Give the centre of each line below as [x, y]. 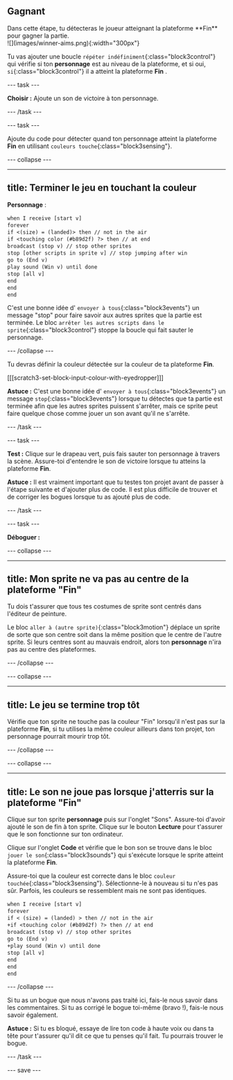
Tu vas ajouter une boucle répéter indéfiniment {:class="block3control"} [112, 56]
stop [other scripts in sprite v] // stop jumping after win [97, 253]
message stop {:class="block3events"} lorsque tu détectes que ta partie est [115, 398]
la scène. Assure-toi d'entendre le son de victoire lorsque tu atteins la [106, 461]
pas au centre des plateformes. [52, 650]
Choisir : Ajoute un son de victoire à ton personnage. [83, 98]
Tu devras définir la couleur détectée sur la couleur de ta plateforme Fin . [111, 364]
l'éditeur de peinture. [37, 614]
